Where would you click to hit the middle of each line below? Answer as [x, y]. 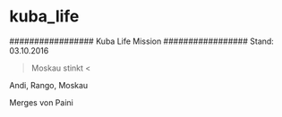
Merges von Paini [41, 102]
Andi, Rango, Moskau [49, 85]
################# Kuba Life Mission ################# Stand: [142, 41]
